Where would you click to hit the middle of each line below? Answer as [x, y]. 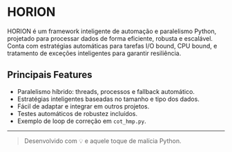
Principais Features [50, 75]
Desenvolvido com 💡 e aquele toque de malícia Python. [103, 141]
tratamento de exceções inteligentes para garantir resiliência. [94, 53]
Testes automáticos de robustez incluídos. [77, 113]
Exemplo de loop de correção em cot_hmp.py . [81, 121]
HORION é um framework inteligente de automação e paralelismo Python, [112, 31]
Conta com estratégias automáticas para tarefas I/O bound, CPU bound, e [112, 46]
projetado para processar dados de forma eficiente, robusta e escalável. [110, 38]
